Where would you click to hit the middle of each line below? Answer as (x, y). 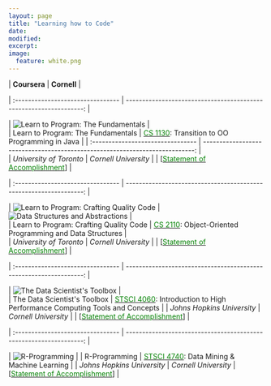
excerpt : (23, 46)
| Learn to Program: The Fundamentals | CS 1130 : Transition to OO (118, 133)
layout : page (30, 16)
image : (19, 54)
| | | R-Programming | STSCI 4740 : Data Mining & (122, 356)
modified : (25, 39)
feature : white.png (49, 62)
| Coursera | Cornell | (45, 84)
